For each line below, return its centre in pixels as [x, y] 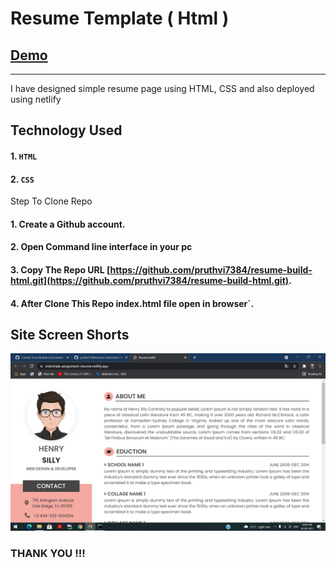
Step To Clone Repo [51, 201]
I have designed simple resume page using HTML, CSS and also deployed [162, 88]
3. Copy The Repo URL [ [60, 269]
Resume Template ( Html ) [120, 18]
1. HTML [24, 156]
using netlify [36, 99]
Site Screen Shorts [70, 334]
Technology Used [66, 130]
